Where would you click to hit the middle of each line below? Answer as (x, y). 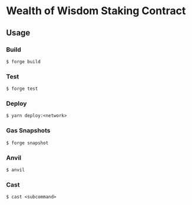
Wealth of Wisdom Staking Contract (96, 11)
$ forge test (22, 89)
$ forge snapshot (27, 143)
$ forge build (24, 61)
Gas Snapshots (28, 131)
